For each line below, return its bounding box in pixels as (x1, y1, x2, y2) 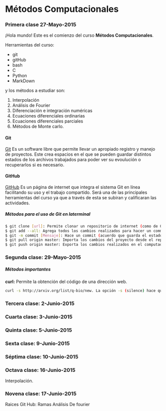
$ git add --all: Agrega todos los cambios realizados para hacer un (5, 228, 152, 234)
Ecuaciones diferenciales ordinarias (12, 113, 85, 119)
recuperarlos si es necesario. (5, 162, 65, 168)
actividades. (5, 200, 30, 206)
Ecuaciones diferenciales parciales (12, 118, 83, 124)
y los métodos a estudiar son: (5, 88, 65, 94)
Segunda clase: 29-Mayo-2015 (5, 254, 82, 261)
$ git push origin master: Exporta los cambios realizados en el (5, 242, 142, 247)
